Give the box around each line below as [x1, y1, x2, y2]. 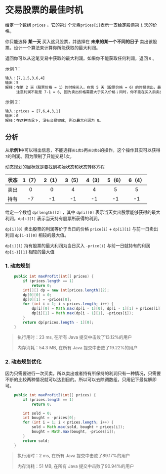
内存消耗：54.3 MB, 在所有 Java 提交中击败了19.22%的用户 [17, 344, 138, 350]
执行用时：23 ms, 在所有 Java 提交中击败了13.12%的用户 [17, 334, 132, 340]
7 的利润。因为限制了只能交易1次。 [5, 153, 74, 159]
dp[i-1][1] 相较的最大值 [5, 248, 55, 255]
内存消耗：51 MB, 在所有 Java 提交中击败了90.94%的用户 [17, 463, 134, 469]
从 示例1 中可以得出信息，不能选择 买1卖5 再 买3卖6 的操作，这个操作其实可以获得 [5, 147, 161, 153]
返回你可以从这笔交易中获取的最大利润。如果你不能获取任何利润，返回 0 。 [5, 55, 157, 61]
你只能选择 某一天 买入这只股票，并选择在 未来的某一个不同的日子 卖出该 [5, 38, 153, 45]
